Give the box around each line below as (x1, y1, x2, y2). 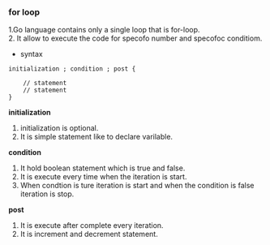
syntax (19, 49, 43, 59)
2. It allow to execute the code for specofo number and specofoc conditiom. (8, 33, 263, 43)
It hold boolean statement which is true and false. (19, 163, 186, 173)
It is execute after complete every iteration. (19, 221, 164, 230)
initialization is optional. (19, 123, 99, 133)
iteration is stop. (19, 189, 75, 199)
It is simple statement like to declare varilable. (19, 132, 173, 142)
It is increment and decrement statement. (19, 230, 158, 239)
